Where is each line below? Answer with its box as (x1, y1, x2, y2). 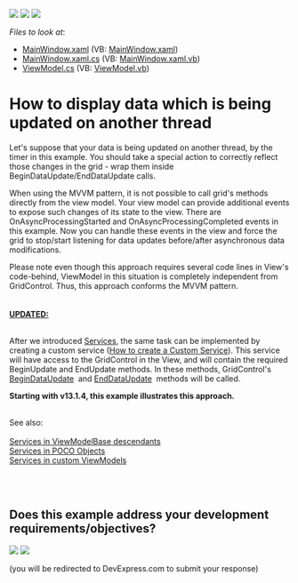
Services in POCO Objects (9, 445, 106, 456)
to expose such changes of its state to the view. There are (9, 206, 222, 217)
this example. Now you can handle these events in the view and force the (9, 225, 278, 236)
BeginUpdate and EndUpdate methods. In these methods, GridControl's (9, 363, 271, 374)
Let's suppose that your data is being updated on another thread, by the (9, 142, 273, 153)
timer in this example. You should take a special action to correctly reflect (9, 151, 278, 162)
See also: (9, 417, 44, 427)
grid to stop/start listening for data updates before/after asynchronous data (9, 235, 285, 245)
